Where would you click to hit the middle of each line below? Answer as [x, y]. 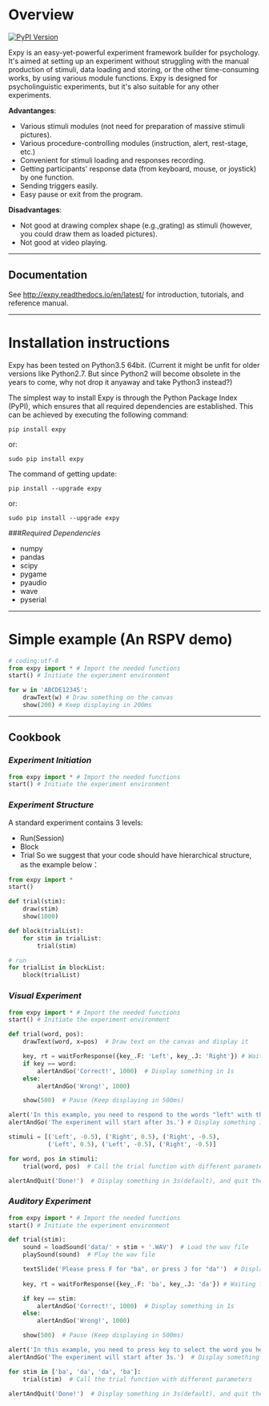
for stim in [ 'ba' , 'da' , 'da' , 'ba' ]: [75, 1372]
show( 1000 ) [41, 917]
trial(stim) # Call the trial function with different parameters [137, 1379]
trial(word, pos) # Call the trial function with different [126, 1166]
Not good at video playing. [64, 242]
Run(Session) [42, 838]
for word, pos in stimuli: [53, 1159]
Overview [41, 15]
